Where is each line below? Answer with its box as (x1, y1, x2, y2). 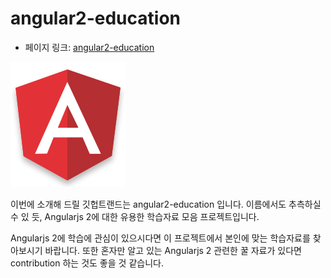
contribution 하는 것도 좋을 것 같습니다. (10, 257, 164, 269)
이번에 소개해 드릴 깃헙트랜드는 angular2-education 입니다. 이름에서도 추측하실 (10, 198, 322, 210)
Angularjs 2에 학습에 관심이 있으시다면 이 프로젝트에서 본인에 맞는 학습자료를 (10, 232, 311, 244)
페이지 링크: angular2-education (24, 41, 155, 53)
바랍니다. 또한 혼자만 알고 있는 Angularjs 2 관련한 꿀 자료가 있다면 (44, 244, 302, 256)
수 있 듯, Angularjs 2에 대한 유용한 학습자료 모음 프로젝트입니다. (10, 210, 260, 222)
